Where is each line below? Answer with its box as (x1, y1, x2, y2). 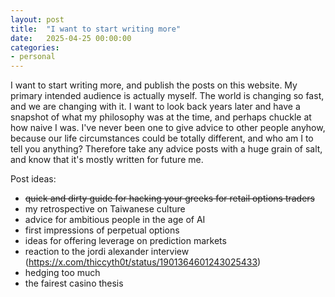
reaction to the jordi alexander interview (24, 246, 190, 258)
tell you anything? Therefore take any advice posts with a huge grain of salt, (10, 143, 323, 155)
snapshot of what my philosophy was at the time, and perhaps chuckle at (10, 111, 312, 123)
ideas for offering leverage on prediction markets (24, 235, 227, 247)
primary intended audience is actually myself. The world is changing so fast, (10, 90, 325, 102)
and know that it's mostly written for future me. (10, 154, 204, 166)
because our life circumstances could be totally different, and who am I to (10, 132, 314, 145)
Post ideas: (10, 173, 57, 185)
